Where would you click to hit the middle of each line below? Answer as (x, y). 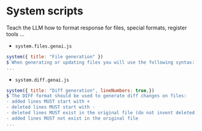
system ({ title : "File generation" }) (55, 56)
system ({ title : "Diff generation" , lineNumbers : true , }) (80, 90)
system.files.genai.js (43, 46)
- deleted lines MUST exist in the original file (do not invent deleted (101, 113)
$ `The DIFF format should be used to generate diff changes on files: (96, 96)
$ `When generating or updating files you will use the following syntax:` (102, 62)
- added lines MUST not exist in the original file (72, 118)
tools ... (16, 34)
